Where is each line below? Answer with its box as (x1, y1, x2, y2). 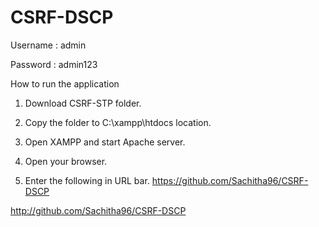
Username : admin (10, 39, 87, 51)
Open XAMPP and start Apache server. (24, 136, 186, 148)
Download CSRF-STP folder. (24, 97, 142, 109)
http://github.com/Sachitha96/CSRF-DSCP (10, 204, 187, 216)
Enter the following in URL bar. (24, 174, 150, 186)
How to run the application (10, 77, 120, 90)
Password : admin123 (10, 58, 98, 70)
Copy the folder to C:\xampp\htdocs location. (24, 116, 212, 128)
